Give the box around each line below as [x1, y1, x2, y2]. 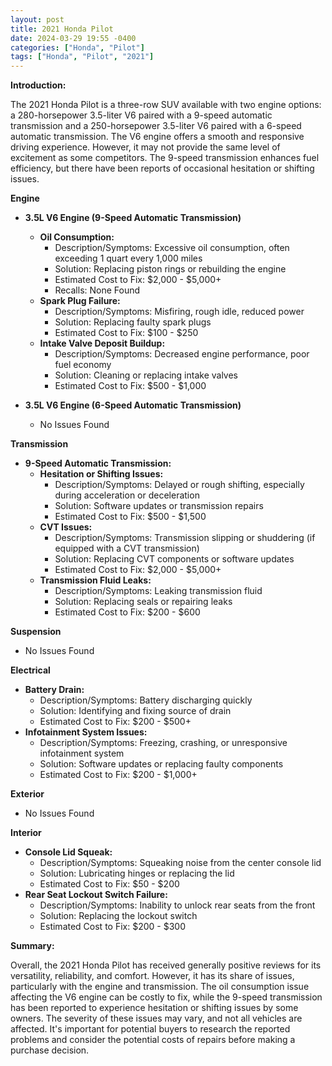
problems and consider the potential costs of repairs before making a [10, 1034, 296, 1046]
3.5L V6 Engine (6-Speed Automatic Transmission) [24, 399, 242, 411]
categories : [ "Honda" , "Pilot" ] [10, 42, 145, 53]
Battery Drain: [24, 684, 85, 696]
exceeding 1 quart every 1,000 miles [54, 252, 203, 265]
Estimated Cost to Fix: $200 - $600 [54, 606, 201, 618]
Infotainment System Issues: [24, 726, 148, 738]
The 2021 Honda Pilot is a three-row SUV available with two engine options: [10, 99, 322, 111]
